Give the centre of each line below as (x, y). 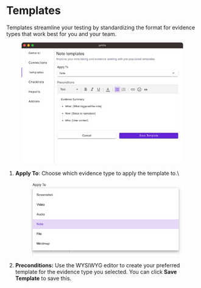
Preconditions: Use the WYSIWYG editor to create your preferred (97, 265)
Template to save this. (43, 278)
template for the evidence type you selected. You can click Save (96, 272)
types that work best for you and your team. (62, 33)
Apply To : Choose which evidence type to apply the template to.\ (97, 173)
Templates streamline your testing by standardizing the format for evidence (101, 27)
